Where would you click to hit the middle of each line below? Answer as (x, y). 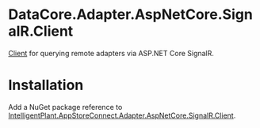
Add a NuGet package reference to (65, 107)
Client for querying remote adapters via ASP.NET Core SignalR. (111, 53)
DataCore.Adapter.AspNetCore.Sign (131, 15)
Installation (46, 85)
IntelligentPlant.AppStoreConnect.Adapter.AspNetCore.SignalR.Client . (122, 115)
